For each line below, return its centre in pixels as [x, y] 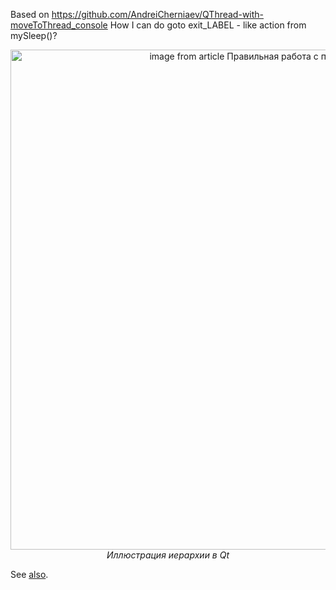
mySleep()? [34, 35]
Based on [30, 14]
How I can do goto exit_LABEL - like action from [208, 25]
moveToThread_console [59, 25]
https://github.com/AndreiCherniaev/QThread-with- [158, 14]
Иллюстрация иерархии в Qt [168, 555]
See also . [29, 574]
